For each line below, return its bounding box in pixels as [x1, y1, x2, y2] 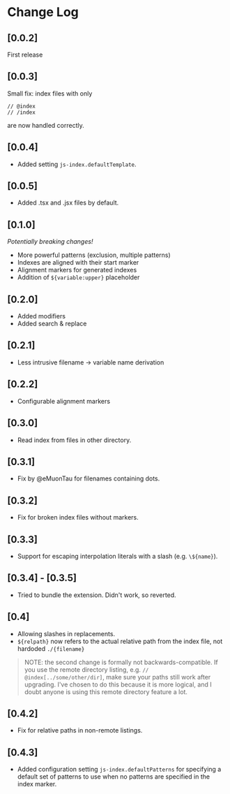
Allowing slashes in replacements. [17, 629, 116, 638]
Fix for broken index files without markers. [17, 513, 139, 522]
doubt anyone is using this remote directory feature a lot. [24, 687, 188, 696]
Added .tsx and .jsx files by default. [17, 198, 119, 207]
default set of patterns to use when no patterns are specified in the [17, 772, 210, 781]
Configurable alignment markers [17, 397, 110, 405]
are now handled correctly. [7, 121, 85, 129]
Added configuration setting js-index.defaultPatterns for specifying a [17, 765, 222, 774]
